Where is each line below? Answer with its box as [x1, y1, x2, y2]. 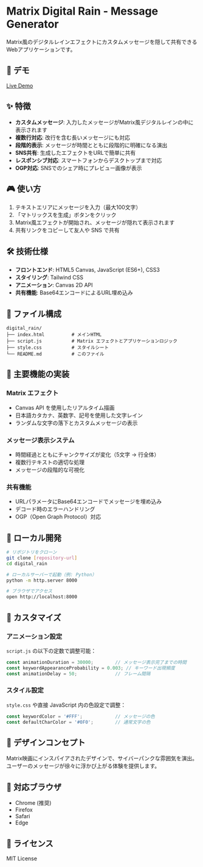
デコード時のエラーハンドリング [15, 505, 95, 513]
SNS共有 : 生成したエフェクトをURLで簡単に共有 [15, 149, 136, 156]
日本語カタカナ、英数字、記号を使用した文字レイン [15, 412, 143, 419]
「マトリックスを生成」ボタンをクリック [15, 212, 117, 219]
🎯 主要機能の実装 [6, 369, 70, 379]
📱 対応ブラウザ [6, 782, 62, 792]
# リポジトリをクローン [6, 549, 57, 555]
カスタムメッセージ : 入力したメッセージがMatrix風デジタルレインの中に [15, 118, 194, 126]
